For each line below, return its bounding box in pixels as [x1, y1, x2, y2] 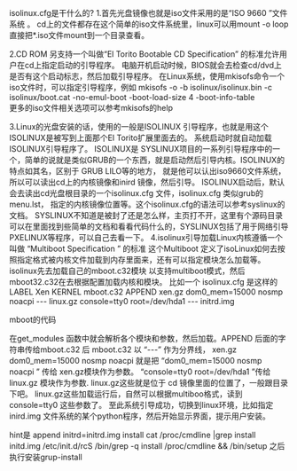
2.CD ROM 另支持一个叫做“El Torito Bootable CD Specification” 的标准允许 [9, 49, 280, 59]
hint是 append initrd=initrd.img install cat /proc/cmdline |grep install [9, 429, 256, 440]
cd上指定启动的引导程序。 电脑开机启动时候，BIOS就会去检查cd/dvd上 [24, 60, 282, 70]
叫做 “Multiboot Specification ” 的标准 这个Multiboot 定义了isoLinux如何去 [9, 243, 277, 254]
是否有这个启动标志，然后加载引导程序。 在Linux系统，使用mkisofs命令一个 [9, 71, 285, 82]
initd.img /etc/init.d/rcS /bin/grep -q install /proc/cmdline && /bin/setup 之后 [9, 441, 285, 451]
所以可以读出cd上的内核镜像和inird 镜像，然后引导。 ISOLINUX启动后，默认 [9, 177, 285, 187]
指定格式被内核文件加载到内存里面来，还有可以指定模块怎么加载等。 [16, 255, 266, 264]
